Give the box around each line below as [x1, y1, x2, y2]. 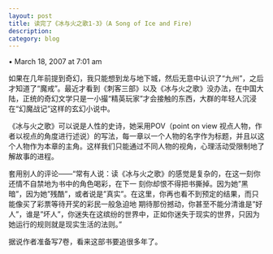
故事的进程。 [15, 152, 58, 161]
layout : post [8, 11, 53, 20]
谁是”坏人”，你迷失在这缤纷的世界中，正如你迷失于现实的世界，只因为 [25, 209, 260, 219]
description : [8, 27, 53, 35]
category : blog [8, 34, 60, 43]
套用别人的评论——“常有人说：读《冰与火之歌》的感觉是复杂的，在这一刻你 [8, 169, 262, 179]
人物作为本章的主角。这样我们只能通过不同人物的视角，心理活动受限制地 [15, 141, 258, 151]
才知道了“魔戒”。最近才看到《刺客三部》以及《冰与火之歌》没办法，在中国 [8, 84, 258, 93]
